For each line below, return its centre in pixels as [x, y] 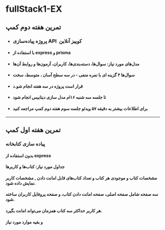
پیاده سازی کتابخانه [25, 144]
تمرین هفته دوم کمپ [33, 27]
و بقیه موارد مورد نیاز [24, 222]
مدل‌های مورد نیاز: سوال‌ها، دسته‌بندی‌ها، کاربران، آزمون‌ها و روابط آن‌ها [76, 64]
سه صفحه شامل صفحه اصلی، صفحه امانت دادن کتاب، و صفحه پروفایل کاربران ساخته [82, 194]
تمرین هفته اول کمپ [33, 130]
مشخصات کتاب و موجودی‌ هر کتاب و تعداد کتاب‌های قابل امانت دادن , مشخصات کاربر [81, 178]
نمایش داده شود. [21, 183]
